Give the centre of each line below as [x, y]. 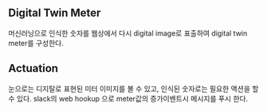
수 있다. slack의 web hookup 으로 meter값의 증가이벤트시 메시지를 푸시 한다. [128, 98]
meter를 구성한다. [36, 43]
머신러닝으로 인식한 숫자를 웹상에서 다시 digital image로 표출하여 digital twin [128, 33]
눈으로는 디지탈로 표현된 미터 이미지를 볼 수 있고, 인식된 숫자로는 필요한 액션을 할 [133, 88]
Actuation [33, 69]
